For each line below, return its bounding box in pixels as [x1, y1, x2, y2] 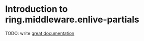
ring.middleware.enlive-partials [5, 14, 140, 25]
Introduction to [5, 3, 68, 15]
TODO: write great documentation [5, 30, 74, 36]
